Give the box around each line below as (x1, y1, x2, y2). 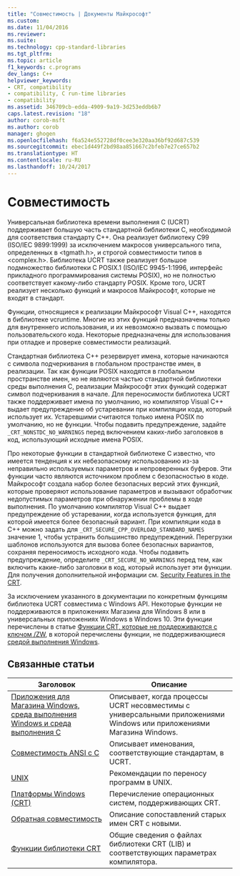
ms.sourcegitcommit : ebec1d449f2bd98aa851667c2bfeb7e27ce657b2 (7, 144, 200, 151)
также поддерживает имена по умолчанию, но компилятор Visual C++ (7, 397, 224, 406)
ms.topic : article (7, 57, 62, 64)
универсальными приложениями (109, 709, 225, 719)
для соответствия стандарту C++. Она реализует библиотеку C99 (7, 233, 209, 242)
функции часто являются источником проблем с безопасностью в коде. (7, 472, 229, 480)
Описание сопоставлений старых (109, 809, 226, 819)
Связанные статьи (7, 658, 95, 670)
